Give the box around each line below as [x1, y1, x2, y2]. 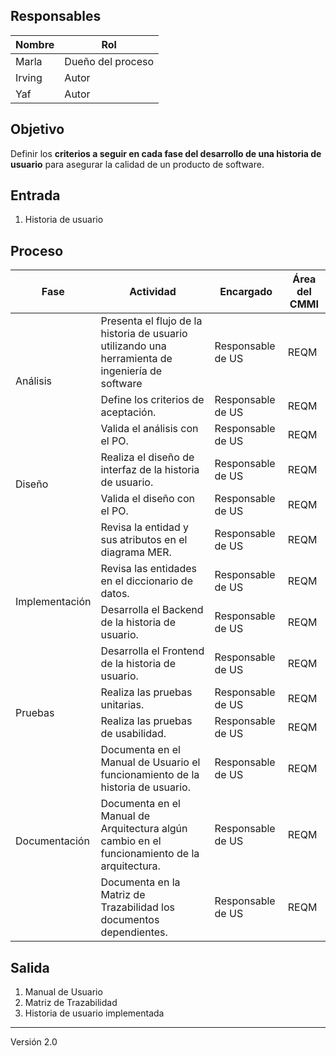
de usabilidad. [100, 727, 167, 741]
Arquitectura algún [100, 822, 188, 836]
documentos [100, 913, 160, 927]
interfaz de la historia [100, 463, 200, 477]
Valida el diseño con [100, 492, 195, 506]
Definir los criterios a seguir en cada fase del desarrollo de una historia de [10, 147, 322, 159]
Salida [10, 959, 50, 976]
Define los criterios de [100, 393, 205, 407]
